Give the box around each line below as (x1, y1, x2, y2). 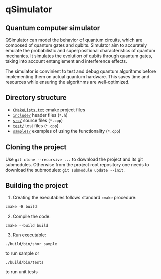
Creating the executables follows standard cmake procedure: (12, 195, 137, 201)
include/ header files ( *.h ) (12, 112, 68, 118)
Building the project (5, 181, 68, 190)
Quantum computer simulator (5, 24, 100, 32)
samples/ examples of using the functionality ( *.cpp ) (12, 128, 121, 134)
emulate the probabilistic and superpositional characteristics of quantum (5, 48, 156, 53)
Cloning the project (5, 143, 67, 152)
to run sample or (5, 250, 39, 256)
